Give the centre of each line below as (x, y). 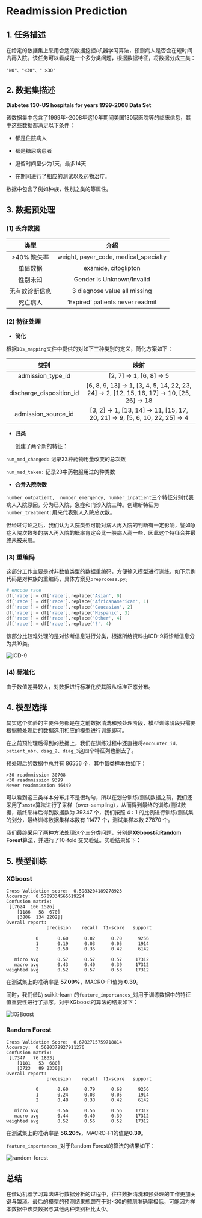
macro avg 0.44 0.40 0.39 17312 (81, 1116)
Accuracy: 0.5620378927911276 (45, 1048)
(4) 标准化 (21, 672)
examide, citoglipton (112, 268)
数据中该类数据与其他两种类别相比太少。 (61, 1209)
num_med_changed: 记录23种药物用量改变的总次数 (66, 459)
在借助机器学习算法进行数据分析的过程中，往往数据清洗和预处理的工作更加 (98, 1194)
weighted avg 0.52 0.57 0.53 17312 (78, 970)
